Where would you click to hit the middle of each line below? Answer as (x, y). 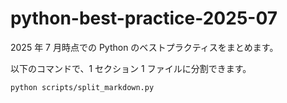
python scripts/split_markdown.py (82, 87)
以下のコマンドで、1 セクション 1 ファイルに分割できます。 (131, 68)
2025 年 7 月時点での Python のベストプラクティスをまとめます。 (144, 47)
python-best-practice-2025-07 (144, 18)
